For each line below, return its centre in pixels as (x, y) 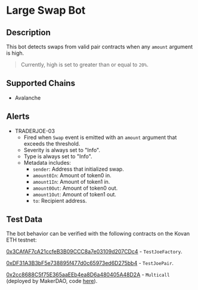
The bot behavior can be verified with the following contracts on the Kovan (98, 234)
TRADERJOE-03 (35, 131)
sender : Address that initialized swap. (78, 169)
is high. (15, 53)
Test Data (24, 219)
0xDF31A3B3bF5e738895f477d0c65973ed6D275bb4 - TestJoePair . (90, 263)
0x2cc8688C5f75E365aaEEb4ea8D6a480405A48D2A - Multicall (88, 274)
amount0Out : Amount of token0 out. (75, 188)
